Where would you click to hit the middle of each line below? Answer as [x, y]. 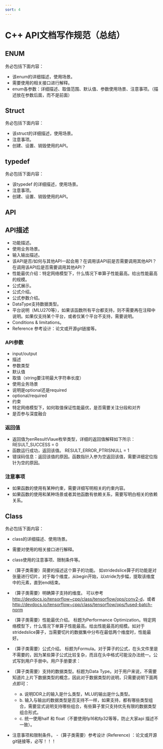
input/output [25, 353]
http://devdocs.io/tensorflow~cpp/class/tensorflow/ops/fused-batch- [82, 605]
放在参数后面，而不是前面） [44, 95]
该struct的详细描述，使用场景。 [44, 133]
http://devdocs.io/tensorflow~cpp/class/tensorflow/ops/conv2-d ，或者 [84, 599]
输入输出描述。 [27, 255]
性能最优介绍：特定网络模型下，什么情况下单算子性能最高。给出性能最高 [85, 274]
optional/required [30, 396]
